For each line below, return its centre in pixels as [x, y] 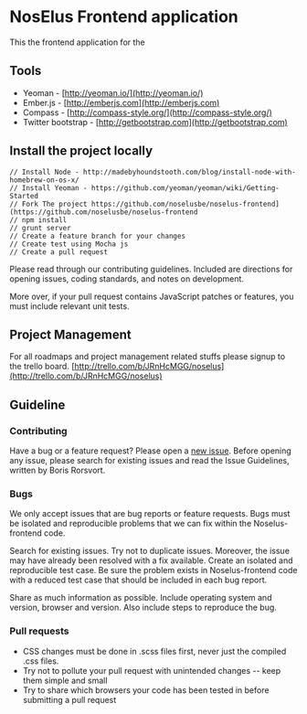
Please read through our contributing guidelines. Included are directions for [151, 269]
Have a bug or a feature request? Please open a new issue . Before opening [151, 451]
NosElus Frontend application [124, 17]
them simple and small [65, 680]
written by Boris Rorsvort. [58, 470]
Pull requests [39, 631]
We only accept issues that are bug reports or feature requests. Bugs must [150, 514]
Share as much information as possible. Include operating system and [141, 598]
